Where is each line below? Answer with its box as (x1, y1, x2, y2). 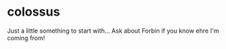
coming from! (7, 33, 45, 42)
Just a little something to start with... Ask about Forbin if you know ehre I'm (7, 27, 220, 35)
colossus (7, 4, 60, 20)
